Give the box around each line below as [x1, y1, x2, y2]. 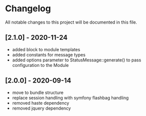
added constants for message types [12, 52, 86, 58]
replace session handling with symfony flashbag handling [12, 94, 129, 101]
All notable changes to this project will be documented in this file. [5, 19, 138, 25]
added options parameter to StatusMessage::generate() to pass [12, 57, 142, 63]
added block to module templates [12, 46, 80, 52]
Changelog [5, 3, 51, 14]
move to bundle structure [12, 89, 64, 95]
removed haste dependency [12, 100, 70, 106]
